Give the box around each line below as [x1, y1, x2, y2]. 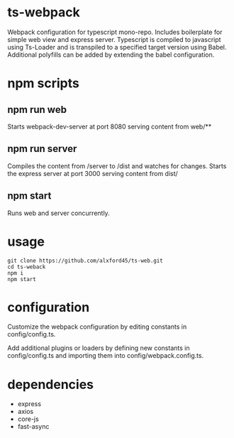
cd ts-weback [7, 263, 46, 270]
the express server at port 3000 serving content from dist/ [7, 169, 179, 177]
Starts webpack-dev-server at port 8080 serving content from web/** [7, 122, 212, 131]
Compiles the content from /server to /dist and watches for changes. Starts [7, 161, 227, 170]
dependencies [7, 376, 94, 393]
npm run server [7, 143, 77, 155]
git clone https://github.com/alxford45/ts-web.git [7, 257, 163, 264]
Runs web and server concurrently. [7, 209, 110, 217]
